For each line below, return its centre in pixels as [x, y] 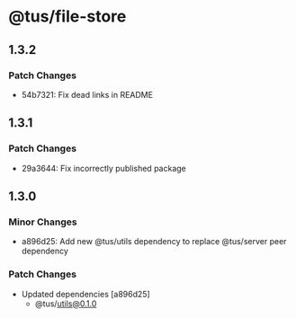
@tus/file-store [67, 17]
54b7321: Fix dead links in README [87, 94]
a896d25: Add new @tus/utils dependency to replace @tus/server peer [154, 242]
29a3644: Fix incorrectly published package [103, 168]
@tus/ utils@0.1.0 [66, 304]
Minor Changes [43, 222]
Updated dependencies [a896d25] [85, 294]
